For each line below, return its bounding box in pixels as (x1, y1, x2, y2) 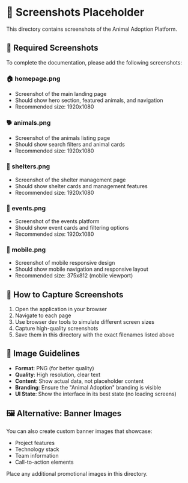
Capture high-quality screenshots (14, 325, 99, 332)
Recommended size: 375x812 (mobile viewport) (14, 272, 133, 279)
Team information (14, 452, 59, 459)
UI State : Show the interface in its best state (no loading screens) (14, 390, 177, 397)
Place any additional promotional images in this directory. (6, 470, 148, 477)
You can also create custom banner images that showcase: (6, 428, 153, 435)
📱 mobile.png (6, 245, 46, 254)
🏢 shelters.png (6, 162, 50, 171)
